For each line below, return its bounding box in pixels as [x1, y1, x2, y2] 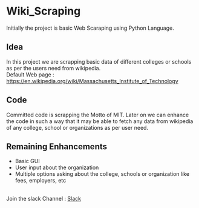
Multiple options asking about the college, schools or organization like [15, 170, 189, 178]
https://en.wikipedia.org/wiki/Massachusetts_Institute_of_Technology [6, 77, 178, 84]
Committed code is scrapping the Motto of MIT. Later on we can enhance [6, 111, 189, 118]
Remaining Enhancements [6, 141, 108, 152]
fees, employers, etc [15, 177, 67, 184]
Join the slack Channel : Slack [6, 195, 82, 203]
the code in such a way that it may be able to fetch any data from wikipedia [6, 117, 194, 125]
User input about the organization [15, 164, 99, 171]
